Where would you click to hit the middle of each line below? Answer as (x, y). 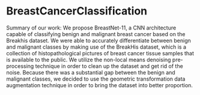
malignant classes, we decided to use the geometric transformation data (96, 79)
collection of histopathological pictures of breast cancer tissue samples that (100, 53)
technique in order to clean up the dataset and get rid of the (109, 66)
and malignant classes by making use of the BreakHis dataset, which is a (96, 47)
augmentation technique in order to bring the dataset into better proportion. (100, 85)
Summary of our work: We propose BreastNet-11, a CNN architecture (91, 28)
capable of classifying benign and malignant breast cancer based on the (96, 34)
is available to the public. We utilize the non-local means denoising (89, 60)
